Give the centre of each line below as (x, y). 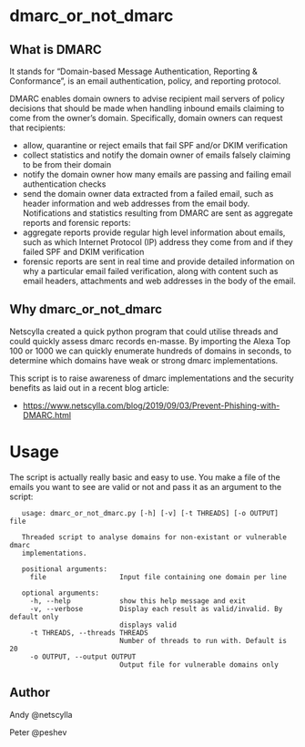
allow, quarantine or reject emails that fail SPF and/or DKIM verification (155, 145)
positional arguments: (64, 569)
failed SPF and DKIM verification (83, 252)
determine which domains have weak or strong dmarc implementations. (144, 360)
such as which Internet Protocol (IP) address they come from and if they (158, 242)
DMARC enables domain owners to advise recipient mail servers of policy (147, 98)
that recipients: (38, 128)
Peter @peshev (38, 732)
